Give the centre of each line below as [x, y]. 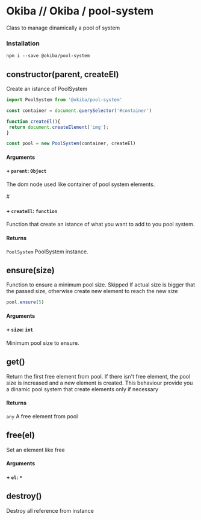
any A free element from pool [42, 416]
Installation [23, 43]
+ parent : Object [26, 171]
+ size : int [20, 330]
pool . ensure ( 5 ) [25, 302]
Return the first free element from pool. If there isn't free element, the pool [98, 376]
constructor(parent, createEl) [63, 74]
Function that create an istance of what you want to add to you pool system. [100, 224]
